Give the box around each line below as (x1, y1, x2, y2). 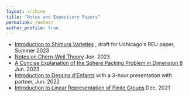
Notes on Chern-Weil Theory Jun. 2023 (14, 53, 110, 60)
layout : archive (6, 8, 46, 15)
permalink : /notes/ (6, 19, 54, 25)
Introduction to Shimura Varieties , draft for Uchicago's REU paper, (14, 41, 175, 48)
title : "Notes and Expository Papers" (6, 14, 101, 20)
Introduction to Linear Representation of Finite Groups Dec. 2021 (14, 84, 170, 91)
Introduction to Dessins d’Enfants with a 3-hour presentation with (14, 72, 172, 79)
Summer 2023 (14, 47, 50, 54)
